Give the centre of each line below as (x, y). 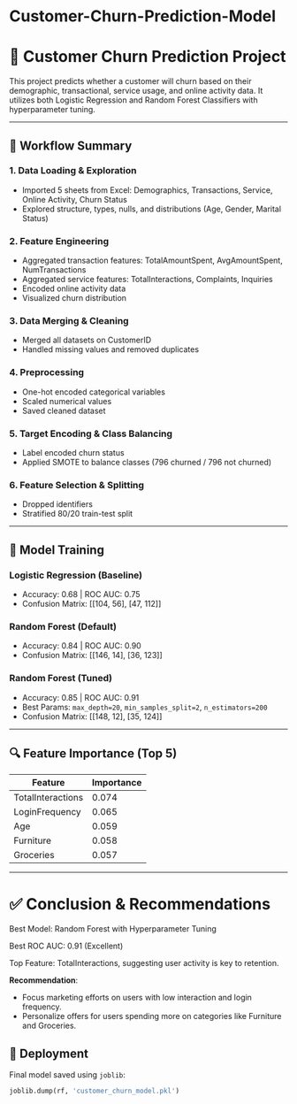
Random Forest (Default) (63, 626)
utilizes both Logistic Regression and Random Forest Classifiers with (133, 100)
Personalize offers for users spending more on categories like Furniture (152, 1016)
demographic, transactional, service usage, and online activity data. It (136, 91)
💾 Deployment (49, 1053)
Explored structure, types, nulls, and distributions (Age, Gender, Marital (151, 209)
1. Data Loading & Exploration (73, 171)
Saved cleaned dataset (64, 410)
